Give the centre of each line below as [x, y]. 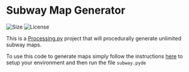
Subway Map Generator [66, 10]
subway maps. [24, 45]
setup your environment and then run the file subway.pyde [76, 62]
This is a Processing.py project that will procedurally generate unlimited [94, 38]
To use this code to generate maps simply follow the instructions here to [94, 56]
